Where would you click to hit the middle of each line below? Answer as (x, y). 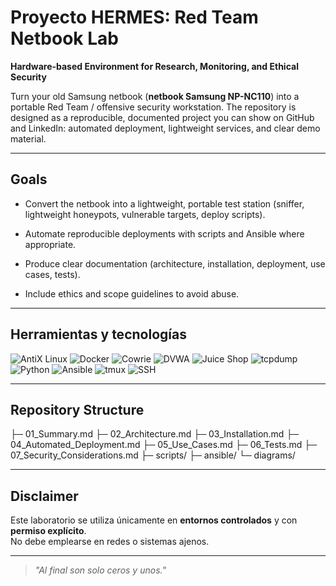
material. (28, 138)
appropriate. (50, 244)
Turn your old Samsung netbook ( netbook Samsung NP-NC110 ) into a (155, 96)
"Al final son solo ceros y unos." (100, 570)
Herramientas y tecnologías (98, 334)
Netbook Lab (64, 38)
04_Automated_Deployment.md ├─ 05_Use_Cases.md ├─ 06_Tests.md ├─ (164, 445)
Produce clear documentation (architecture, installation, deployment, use (175, 263)
